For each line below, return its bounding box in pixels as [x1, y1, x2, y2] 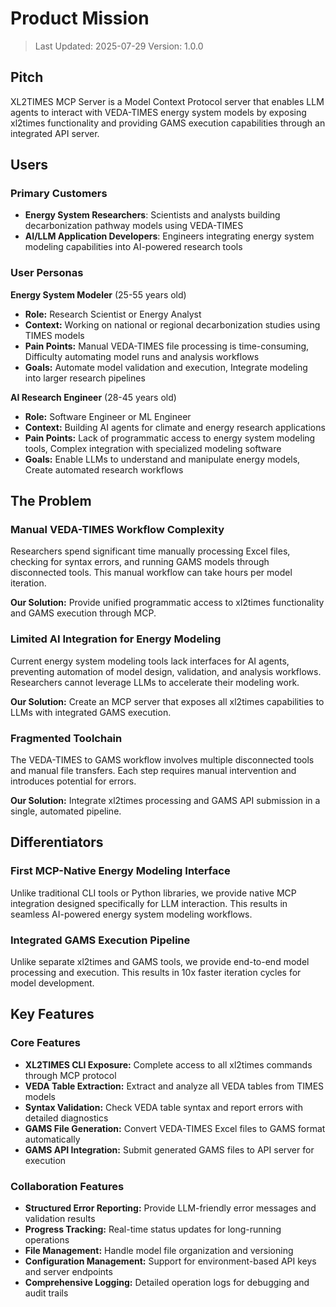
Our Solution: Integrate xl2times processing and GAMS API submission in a [10, 795, 321, 807]
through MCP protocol [24, 1069, 117, 1081]
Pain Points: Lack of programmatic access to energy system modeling [24, 432, 316, 444]
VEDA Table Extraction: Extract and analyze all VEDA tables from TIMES [24, 1080, 325, 1092]
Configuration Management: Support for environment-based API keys [24, 1255, 317, 1267]
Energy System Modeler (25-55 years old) [10, 288, 187, 301]
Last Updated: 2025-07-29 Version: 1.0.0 [34, 40, 204, 52]
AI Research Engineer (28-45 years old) [10, 391, 177, 403]
